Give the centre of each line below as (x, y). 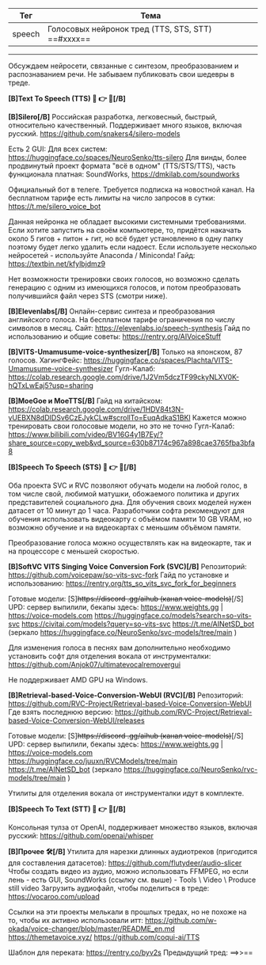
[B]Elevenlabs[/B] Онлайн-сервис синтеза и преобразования (112, 311)
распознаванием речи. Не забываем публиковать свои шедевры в (122, 74)
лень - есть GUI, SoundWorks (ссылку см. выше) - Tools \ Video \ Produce (132, 880)
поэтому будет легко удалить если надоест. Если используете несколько (133, 247)
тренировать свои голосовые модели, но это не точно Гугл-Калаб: (122, 426)
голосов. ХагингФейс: (45, 360)
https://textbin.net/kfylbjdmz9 (57, 264)
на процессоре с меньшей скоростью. (74, 551)
